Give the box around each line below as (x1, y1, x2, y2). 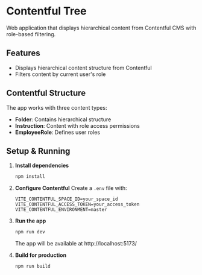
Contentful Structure (6, 88, 86, 98)
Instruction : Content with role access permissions (14, 122, 140, 129)
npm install (14, 174, 45, 180)
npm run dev (14, 229, 45, 235)
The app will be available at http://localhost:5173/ (14, 240, 137, 247)
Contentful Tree (6, 4, 87, 18)
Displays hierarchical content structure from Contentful (14, 64, 152, 71)
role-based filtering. (6, 30, 56, 37)
